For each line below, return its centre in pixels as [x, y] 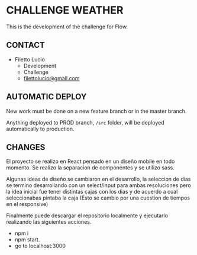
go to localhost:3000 [40, 246]
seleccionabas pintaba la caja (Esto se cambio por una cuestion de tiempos [98, 198]
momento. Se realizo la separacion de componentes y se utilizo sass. [90, 168]
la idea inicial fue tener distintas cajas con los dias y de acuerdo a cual [92, 192]
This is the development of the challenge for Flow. [67, 27]
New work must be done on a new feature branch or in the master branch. [96, 111]
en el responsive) [27, 204]
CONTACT [26, 45]
